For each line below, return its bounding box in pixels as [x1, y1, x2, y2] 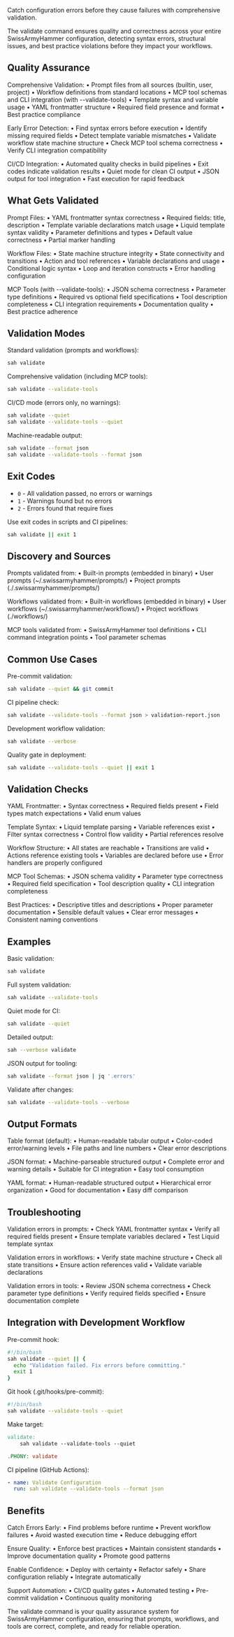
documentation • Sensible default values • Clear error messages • [7, 908, 199, 917]
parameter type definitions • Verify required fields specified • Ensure [7, 1289, 206, 1297]
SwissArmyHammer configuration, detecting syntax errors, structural [7, 34, 206, 43]
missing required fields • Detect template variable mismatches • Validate [7, 131, 217, 139]
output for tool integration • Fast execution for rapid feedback [7, 174, 185, 183]
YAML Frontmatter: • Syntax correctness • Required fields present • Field [7, 802, 219, 810]
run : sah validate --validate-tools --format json [13, 1485, 164, 1492]
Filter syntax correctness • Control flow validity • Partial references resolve [7, 830, 224, 838]
